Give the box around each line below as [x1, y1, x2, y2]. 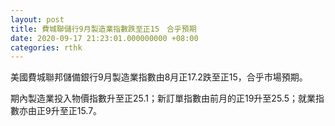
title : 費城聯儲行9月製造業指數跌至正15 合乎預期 [10, 24, 197, 34]
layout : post [10, 14, 65, 25]
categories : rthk [10, 42, 83, 53]
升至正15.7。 [50, 105, 103, 117]
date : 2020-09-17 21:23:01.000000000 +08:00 [10, 33, 199, 43]
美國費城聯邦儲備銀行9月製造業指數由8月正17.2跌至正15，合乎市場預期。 [10, 71, 308, 83]
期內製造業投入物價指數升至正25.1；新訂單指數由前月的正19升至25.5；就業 [10, 92, 316, 105]
